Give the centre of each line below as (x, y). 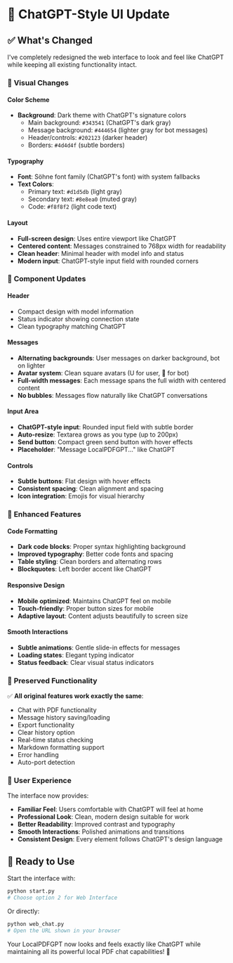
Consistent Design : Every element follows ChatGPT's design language (120, 839)
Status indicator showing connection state (78, 318)
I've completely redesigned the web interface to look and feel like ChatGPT (116, 57)
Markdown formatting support (61, 747)
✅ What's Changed (50, 40)
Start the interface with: (41, 879)
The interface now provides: (48, 796)
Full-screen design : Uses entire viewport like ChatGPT (97, 238)
